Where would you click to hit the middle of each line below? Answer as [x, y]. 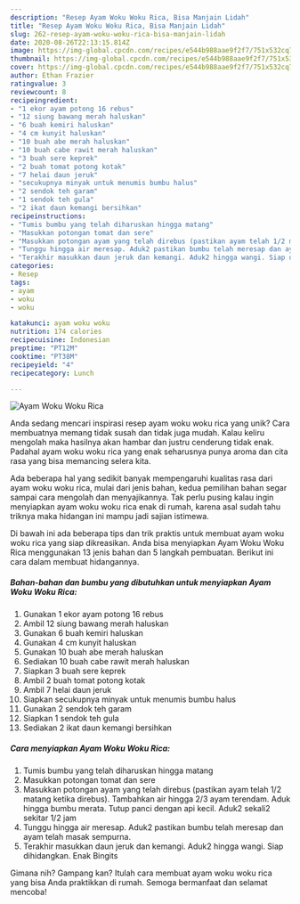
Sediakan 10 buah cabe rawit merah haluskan [106, 662]
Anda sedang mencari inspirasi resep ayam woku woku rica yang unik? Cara [150, 423]
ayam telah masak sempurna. [77, 837]
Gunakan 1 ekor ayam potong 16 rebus [93, 615]
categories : [32, 266]
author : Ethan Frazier [52, 76]
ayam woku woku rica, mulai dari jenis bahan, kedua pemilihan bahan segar [149, 488]
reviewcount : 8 [38, 92]
